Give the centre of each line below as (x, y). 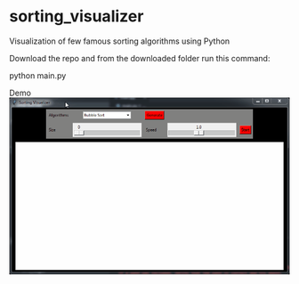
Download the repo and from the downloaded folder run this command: (140, 58)
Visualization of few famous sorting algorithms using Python (120, 41)
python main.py (38, 75)
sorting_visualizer (77, 16)
